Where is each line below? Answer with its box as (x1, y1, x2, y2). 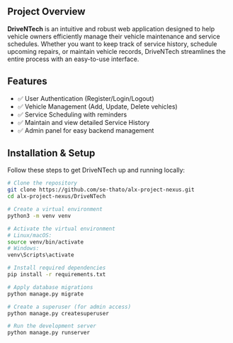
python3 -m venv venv (7, 212, 72, 219)
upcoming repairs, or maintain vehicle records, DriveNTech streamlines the (7, 47, 226, 55)
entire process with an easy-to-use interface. (7, 55, 140, 63)
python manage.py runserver (7, 330, 91, 337)
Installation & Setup (7, 147, 96, 159)
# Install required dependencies (7, 264, 106, 272)
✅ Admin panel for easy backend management (17, 126, 154, 134)
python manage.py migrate (7, 290, 84, 298)
